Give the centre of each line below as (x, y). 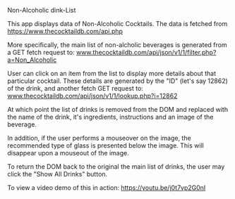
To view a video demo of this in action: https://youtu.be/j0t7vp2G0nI (107, 188)
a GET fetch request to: (41, 52)
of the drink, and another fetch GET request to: (75, 88)
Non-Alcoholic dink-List (42, 10)
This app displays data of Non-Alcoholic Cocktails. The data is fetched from (117, 24)
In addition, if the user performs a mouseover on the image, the (100, 138)
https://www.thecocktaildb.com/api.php (65, 31)
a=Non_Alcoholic (32, 60)
